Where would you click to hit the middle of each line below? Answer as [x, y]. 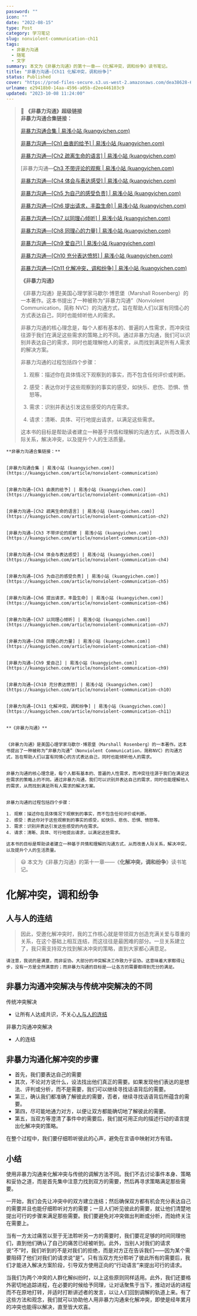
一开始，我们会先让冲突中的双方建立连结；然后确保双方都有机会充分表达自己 [98, 1201]
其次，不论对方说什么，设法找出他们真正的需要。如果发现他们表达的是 [99, 1082]
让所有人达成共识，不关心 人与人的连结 [61, 1014]
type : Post [19, 28]
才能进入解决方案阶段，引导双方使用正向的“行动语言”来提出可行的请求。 [98, 1265]
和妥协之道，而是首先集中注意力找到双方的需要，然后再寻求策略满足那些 [93, 1181]
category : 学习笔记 [28, 33]
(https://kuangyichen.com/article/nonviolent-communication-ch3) [87, 538]
